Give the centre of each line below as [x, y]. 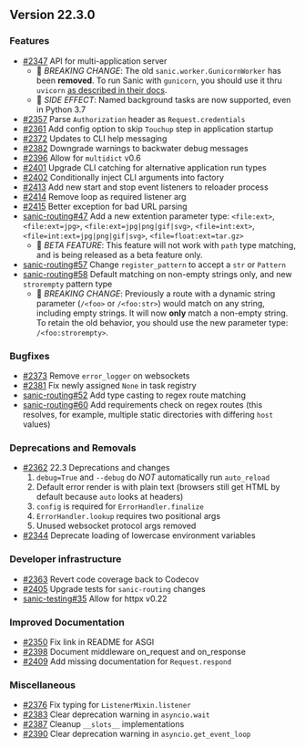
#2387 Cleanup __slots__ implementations [103, 724]
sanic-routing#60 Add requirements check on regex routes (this [142, 404]
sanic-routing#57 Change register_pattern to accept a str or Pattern [154, 265]
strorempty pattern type [67, 284]
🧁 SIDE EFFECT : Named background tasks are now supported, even [163, 99]
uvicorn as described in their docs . [102, 89]
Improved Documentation [67, 622]
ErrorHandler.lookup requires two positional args [128, 516]
